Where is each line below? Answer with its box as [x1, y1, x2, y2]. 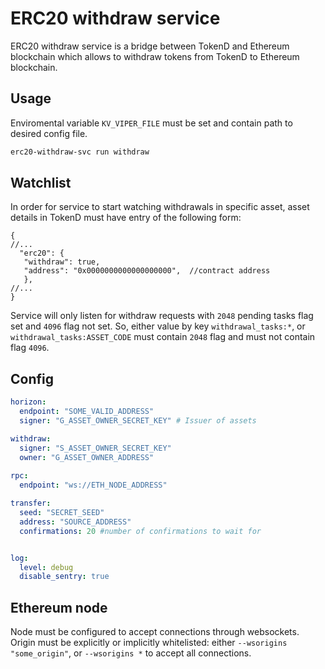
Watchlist [10, 175, 72, 192]
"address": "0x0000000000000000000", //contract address [23, 266, 271, 276]
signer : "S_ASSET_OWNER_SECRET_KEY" [19, 443, 172, 453]
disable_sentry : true [19, 572, 110, 582]
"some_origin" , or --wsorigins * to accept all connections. [10, 647, 252, 659]
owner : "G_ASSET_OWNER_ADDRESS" [19, 452, 155, 462]
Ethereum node [10, 599, 108, 616]
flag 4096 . [10, 342, 50, 354]
